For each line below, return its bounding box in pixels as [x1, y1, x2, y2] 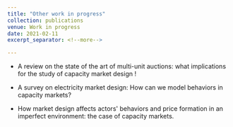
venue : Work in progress [7, 23, 80, 30]
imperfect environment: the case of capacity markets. [17, 112, 174, 121]
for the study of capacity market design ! [17, 70, 136, 78]
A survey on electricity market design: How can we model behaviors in [17, 83, 224, 92]
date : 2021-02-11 [7, 30, 59, 37]
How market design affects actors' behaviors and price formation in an [17, 104, 224, 113]
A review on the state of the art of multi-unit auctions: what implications [17, 62, 227, 71]
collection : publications [7, 17, 83, 24]
